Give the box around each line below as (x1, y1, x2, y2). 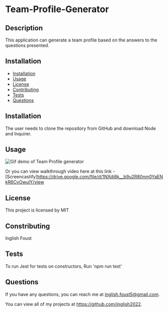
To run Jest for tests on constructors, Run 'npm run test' (5, 263, 122, 269)
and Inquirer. (5, 130, 32, 137)
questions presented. (5, 42, 49, 48)
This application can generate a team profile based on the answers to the (5, 37, 157, 43)
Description (5, 24, 43, 32)
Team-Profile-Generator (5, 4, 109, 15)
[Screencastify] (5, 174, 38, 180)
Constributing (5, 222, 50, 230)
